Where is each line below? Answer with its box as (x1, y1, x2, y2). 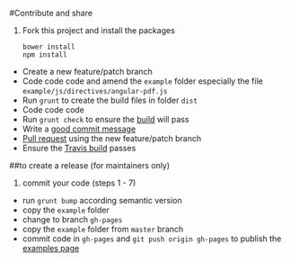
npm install (22, 50, 67, 59)
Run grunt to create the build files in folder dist (22, 95, 198, 105)
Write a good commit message (22, 123, 136, 134)
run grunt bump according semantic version (22, 195, 182, 205)
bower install (22, 42, 75, 51)
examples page (22, 243, 80, 253)
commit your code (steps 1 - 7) (22, 177, 136, 188)
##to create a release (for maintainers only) (9, 160, 171, 170)
